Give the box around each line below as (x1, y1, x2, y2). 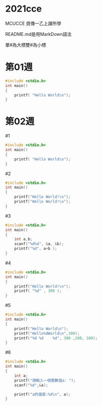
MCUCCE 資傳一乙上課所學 (5, 20, 62, 26)
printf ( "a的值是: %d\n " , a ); (14, 392, 71, 397)
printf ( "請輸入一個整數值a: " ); (14, 378, 76, 383)
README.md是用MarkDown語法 (5, 31, 72, 37)
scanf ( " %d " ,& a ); (14, 382, 49, 388)
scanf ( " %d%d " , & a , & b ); (14, 241, 64, 246)
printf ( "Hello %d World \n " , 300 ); (14, 331, 80, 336)
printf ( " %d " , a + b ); (14, 246, 57, 251)
